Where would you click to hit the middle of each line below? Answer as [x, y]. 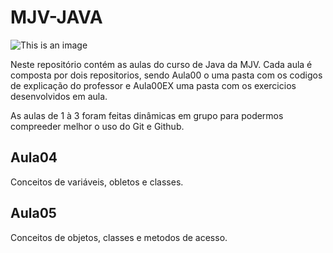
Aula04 [34, 157]
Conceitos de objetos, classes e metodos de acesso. [119, 237]
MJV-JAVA [56, 17]
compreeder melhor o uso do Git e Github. [97, 126]
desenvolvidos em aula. [59, 96]
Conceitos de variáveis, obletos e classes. [97, 182]
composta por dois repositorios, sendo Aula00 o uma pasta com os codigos [166, 75]
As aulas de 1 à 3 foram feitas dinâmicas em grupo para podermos [147, 115]
